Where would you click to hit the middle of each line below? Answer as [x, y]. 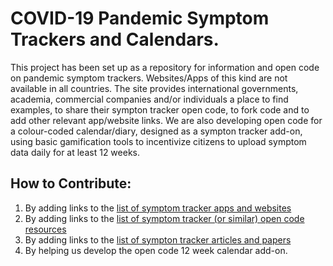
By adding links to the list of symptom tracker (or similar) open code [164, 218]
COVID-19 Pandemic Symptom [140, 18]
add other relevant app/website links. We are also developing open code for [166, 120]
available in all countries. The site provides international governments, [154, 88]
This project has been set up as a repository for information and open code [165, 67]
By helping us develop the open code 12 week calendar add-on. [156, 250]
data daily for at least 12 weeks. [75, 152]
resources [45, 229]
